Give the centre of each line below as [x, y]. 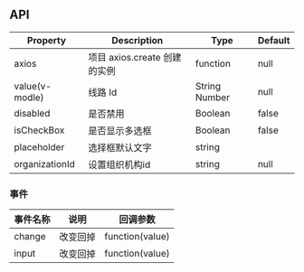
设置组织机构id [119, 164]
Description [138, 40]
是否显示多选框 [120, 130]
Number [213, 97]
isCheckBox [39, 130]
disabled [32, 113]
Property [46, 40]
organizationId [44, 164]
